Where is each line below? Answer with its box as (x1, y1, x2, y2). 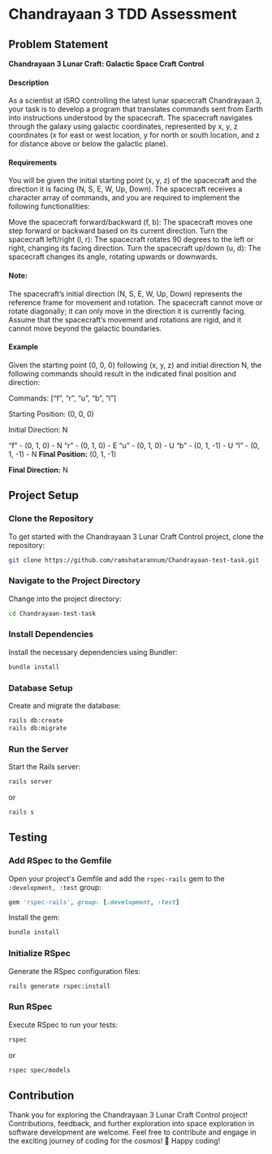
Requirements (8, 157, 58, 167)
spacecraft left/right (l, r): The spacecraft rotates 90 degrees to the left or (8, 235, 254, 244)
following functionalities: (8, 201, 91, 212)
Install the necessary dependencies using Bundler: (8, 647, 178, 656)
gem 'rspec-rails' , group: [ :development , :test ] (8, 897, 180, 906)
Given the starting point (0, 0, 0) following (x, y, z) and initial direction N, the (8, 360, 262, 370)
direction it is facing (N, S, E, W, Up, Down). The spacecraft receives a (8, 184, 243, 194)
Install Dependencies (8, 629, 94, 640)
